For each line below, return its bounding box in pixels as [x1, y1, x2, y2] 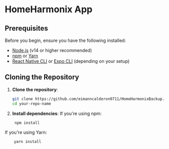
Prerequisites [5, 24, 48, 33]
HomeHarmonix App [5, 4, 92, 15]
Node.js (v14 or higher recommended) [12, 47, 92, 53]
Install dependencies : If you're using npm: [12, 110, 102, 116]
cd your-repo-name [12, 101, 51, 106]
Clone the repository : [12, 86, 58, 92]
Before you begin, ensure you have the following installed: [5, 37, 126, 43]
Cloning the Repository [5, 73, 79, 82]
